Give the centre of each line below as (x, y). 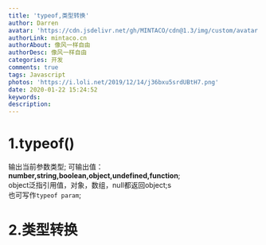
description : (30, 104)
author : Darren (33, 23)
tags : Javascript (37, 75)
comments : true (33, 68)
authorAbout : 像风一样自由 (49, 45)
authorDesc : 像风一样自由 (48, 52)
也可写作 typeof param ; (45, 195)
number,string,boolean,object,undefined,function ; (94, 176)
